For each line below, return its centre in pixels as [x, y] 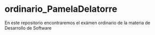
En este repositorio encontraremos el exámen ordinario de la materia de [77, 23]
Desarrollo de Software [28, 28]
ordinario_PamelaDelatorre [61, 9]
